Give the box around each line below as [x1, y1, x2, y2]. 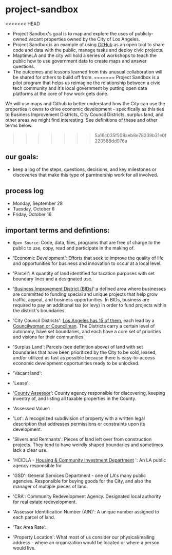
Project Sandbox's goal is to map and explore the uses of [12, 30, 134, 36]
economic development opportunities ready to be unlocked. [12, 360, 140, 367]
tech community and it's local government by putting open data [12, 85, 147, 91]
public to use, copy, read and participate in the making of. [12, 245, 135, 251]
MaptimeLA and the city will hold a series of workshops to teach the [12, 52, 157, 59]
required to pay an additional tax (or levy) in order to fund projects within [12, 302, 167, 309]
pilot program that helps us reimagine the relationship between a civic [12, 80, 161, 86]
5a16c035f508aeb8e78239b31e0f [94, 132, 167, 138]
